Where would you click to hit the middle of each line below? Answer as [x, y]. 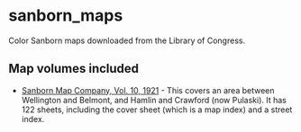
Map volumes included [74, 69]
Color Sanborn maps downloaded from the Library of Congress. [127, 40]
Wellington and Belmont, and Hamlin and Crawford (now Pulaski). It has [154, 100]
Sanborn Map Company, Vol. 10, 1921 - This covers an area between [148, 90]
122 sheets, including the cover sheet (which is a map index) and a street [157, 110]
